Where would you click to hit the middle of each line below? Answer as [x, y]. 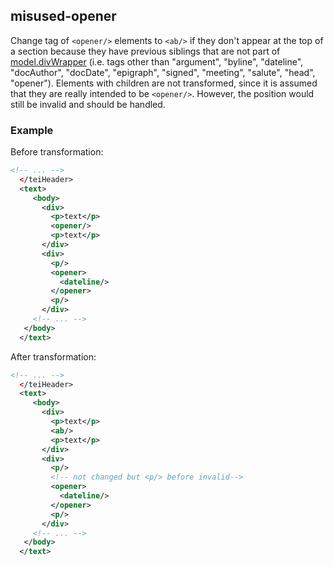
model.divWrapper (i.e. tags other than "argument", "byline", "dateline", [157, 61]
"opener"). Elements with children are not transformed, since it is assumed [164, 83]
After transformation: [53, 356]
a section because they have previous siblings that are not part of [145, 51]
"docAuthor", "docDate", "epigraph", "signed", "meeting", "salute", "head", [163, 72]
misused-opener [63, 16]
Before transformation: [57, 152]
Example [32, 130]
